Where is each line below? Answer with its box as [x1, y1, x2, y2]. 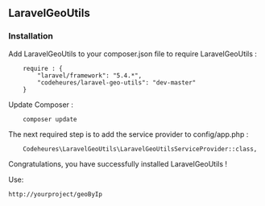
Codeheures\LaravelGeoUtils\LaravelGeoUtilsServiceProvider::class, [23, 145, 258, 153]
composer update [23, 115, 78, 123]
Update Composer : [8, 100, 74, 109]
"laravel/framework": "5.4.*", [37, 72, 143, 80]
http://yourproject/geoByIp [8, 190, 103, 198]
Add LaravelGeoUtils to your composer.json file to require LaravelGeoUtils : [8, 48, 258, 59]
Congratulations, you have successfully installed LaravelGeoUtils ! [8, 159, 228, 168]
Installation [8, 31, 54, 42]
